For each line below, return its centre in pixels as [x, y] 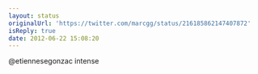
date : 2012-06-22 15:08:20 [54, 38]
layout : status [34, 16]
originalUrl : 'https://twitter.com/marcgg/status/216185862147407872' [130, 23]
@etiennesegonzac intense [54, 61]
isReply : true [32, 31]
